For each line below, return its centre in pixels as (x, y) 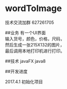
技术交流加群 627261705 (30, 22)
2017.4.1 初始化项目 (24, 82)
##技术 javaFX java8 (25, 61)
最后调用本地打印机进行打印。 (35, 51)
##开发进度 (16, 71)
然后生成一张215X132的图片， (35, 44)
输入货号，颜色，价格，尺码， (35, 39)
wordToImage (33, 8)
